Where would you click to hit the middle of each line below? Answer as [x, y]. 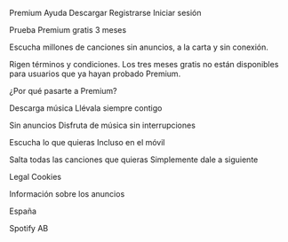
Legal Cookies [36, 177]
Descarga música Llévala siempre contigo [86, 108]
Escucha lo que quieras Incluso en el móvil [88, 142]
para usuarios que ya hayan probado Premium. [95, 74]
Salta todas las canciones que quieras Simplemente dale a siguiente [134, 160]
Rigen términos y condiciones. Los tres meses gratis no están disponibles [144, 64]
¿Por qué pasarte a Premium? [63, 91]
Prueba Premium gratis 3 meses [68, 30]
